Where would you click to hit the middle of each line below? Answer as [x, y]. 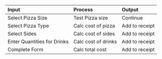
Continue [132, 18]
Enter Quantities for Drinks [38, 42]
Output [130, 10]
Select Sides [22, 34]
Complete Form [25, 49]
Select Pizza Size [28, 18]
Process [83, 10]
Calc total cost [90, 49]
